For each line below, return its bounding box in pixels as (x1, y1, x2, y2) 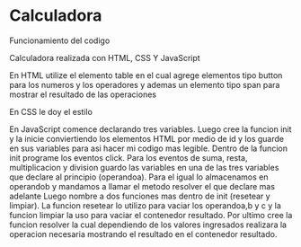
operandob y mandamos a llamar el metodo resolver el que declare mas (9, 181, 276, 191)
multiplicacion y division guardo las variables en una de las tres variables (9, 162, 279, 172)
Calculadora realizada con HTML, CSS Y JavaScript (9, 52, 200, 63)
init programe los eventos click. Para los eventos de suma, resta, (9, 152, 248, 163)
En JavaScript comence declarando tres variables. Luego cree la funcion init (9, 123, 292, 135)
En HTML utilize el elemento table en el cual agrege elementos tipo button (9, 69, 283, 81)
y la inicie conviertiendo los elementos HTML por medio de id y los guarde (9, 133, 285, 144)
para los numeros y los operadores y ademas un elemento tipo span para (9, 79, 280, 90)
